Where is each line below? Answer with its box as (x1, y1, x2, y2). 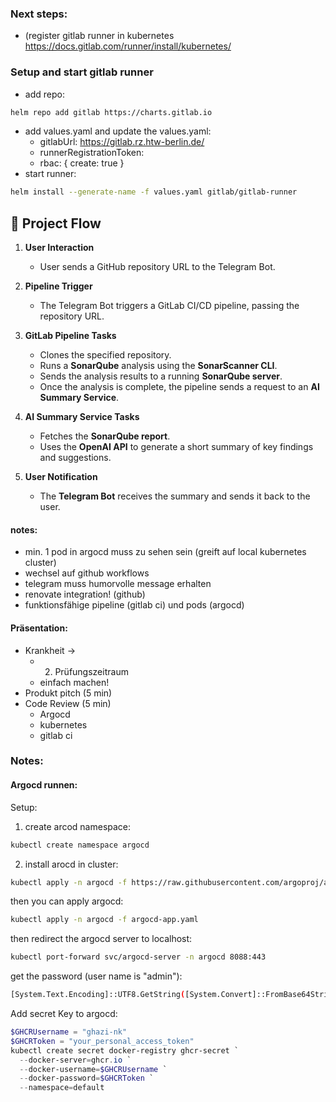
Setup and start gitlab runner (10, 65, 154, 79)
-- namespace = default (19, 1083, 105, 1093)
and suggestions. (39, 452, 112, 464)
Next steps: (10, 7, 68, 21)
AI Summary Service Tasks (24, 411, 140, 423)
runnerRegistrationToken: (39, 147, 145, 159)
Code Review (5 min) (24, 697, 112, 709)
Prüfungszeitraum (54, 665, 129, 677)
